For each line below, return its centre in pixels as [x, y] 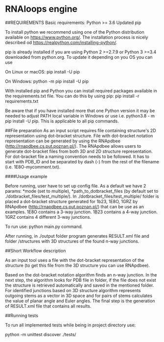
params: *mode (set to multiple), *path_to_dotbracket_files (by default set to [82, 191]
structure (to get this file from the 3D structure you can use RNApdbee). [78, 265]
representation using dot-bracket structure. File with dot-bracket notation [79, 136]
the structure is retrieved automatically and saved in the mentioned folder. [80, 285]
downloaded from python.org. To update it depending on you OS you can [79, 57]
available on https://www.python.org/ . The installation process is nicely [77, 37]
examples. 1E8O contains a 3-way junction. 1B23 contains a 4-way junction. [81, 212]
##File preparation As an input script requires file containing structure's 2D [81, 130]
